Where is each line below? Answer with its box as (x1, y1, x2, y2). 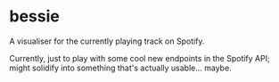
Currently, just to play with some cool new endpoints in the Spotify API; (9, 53, 270, 63)
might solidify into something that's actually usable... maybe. (9, 62, 232, 73)
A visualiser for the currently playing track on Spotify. (9, 36, 205, 46)
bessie (9, 6, 60, 27)
